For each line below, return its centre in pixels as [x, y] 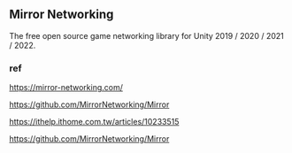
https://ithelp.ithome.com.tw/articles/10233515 [94, 122]
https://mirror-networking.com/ [66, 88]
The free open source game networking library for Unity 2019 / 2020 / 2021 [147, 35]
